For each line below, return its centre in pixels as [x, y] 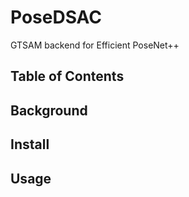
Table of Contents [67, 76]
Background [49, 110]
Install [30, 144]
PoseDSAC [56, 17]
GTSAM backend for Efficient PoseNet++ [95, 45]
